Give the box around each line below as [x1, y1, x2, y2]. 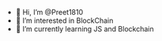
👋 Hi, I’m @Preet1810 [15, 8, 84, 17]
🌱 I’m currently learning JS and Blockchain [15, 24, 154, 33]
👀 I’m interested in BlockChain [15, 16, 114, 25]
